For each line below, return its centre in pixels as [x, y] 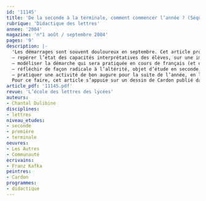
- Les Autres [23, 149]
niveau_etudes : [26, 120]
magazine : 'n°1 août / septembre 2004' [57, 35]
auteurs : [17, 97]
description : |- [27, 47]
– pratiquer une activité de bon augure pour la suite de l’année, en [104, 75]
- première [20, 132]
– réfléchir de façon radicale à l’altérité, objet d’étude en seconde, [107, 69]
